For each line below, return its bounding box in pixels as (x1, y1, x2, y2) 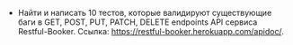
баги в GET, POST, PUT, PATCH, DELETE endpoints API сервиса (17, 17, 258, 27)
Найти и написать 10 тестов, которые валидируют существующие (17, 8, 272, 18)
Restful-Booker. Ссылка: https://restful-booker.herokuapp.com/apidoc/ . (17, 26, 285, 36)
